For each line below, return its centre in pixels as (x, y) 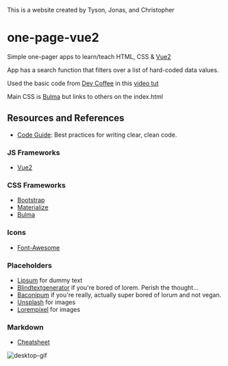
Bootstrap (31, 200)
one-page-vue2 (53, 38)
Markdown (25, 327)
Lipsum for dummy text (50, 280)
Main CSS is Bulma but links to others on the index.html (85, 96)
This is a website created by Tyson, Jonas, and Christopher (91, 10)
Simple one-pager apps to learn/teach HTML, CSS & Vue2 (89, 56)
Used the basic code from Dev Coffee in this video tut (83, 83)
